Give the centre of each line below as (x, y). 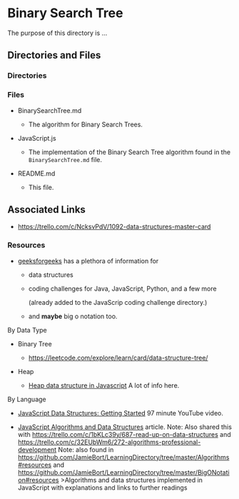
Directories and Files (54, 55)
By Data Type (27, 330)
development (37, 449)
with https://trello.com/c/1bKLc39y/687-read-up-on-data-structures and (124, 434)
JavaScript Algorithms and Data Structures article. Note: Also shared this (124, 427)
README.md (36, 173)
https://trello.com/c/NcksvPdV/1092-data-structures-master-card (114, 227)
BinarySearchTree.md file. (65, 159)
